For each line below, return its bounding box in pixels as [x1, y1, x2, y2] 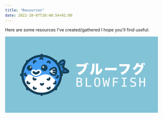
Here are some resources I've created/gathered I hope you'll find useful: [5, 27, 149, 32]
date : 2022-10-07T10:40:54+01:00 [5, 13, 73, 18]
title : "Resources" [5, 8, 45, 13]
